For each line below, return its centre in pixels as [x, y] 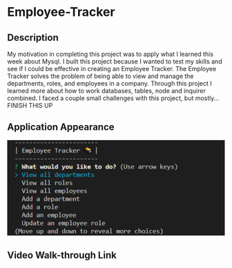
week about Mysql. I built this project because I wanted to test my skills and [115, 61]
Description [33, 38]
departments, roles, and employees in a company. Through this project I [109, 83]
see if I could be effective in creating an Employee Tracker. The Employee [112, 69]
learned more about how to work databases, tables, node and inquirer [106, 91]
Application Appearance [61, 127]
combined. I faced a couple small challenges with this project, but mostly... [113, 98]
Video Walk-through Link [62, 255]
